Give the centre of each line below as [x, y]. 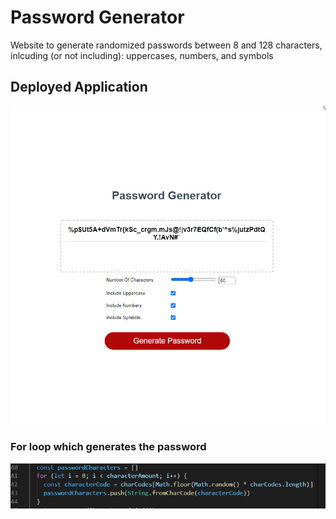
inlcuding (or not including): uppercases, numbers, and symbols [142, 55]
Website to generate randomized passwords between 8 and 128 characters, [166, 45]
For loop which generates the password [108, 447]
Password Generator [97, 17]
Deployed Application [79, 87]
